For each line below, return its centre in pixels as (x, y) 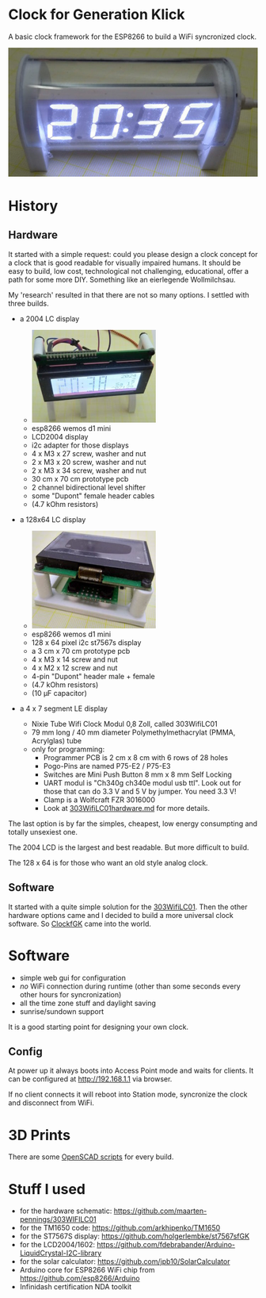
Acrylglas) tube (56, 740)
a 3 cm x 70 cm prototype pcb (81, 651)
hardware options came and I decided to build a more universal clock (121, 915)
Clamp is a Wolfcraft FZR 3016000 (99, 800)
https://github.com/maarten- (160, 1211)
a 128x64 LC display (53, 519)
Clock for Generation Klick (97, 15)
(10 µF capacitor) (59, 693)
